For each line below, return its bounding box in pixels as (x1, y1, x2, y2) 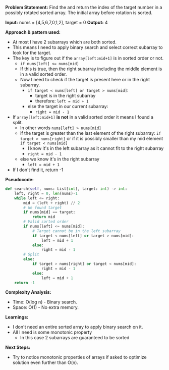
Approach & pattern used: (5, 29, 61, 35)
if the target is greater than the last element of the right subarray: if (20, 130, 161, 136)
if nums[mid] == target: (23, 209, 76, 215)
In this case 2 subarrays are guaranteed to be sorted (20, 335, 130, 341)
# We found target (23, 205, 62, 210)
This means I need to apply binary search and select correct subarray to (12, 44, 163, 50)
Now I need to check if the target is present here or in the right (20, 77, 150, 82)
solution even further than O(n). (12, 359, 79, 365)
